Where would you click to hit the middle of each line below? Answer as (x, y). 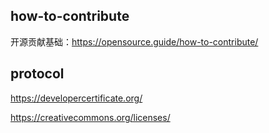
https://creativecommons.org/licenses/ (90, 117)
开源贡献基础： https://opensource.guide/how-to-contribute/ (134, 41)
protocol (37, 74)
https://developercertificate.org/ (76, 98)
